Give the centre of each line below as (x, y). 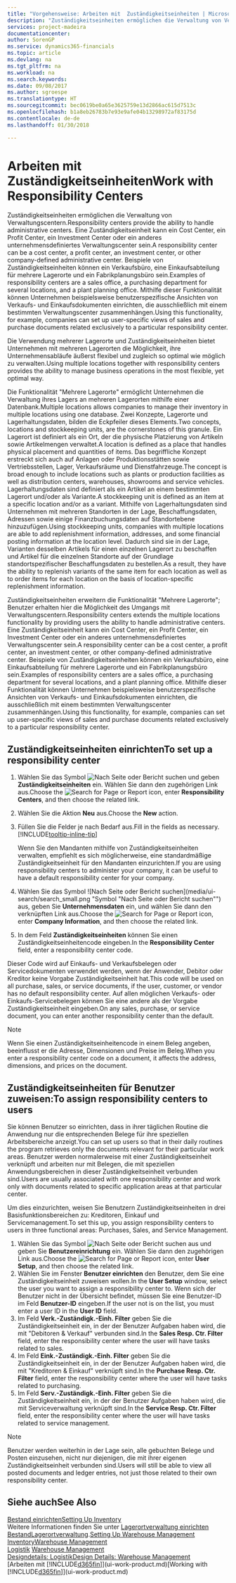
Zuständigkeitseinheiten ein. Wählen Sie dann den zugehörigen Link (118, 784)
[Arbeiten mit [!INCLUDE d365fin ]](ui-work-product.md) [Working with (108, 1564)
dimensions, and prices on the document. (67, 1066)
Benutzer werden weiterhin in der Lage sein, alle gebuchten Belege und (111, 1451)
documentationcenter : (39, 33)
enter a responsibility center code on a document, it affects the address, (112, 1058)
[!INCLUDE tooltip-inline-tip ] (57, 834)
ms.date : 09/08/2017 (38, 86)
